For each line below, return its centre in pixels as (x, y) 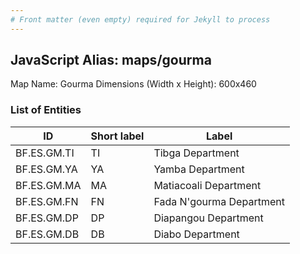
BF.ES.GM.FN (47, 201)
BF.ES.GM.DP (47, 218)
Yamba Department (199, 169)
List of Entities (46, 110)
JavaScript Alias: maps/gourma (111, 60)
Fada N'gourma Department (219, 201)
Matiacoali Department (207, 185)
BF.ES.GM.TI (45, 153)
